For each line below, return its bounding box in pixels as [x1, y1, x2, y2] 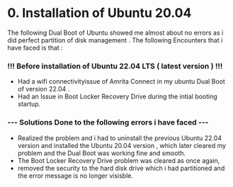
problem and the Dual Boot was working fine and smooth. [17, 149, 186, 157]
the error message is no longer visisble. [17, 171, 133, 180]
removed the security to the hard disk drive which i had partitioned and [17, 164, 225, 172]
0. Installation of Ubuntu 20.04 [7, 5, 192, 21]
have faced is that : [7, 43, 64, 52]
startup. [17, 100, 41, 108]
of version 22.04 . [17, 85, 70, 93]
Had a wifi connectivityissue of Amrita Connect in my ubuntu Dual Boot [17, 77, 225, 86]
